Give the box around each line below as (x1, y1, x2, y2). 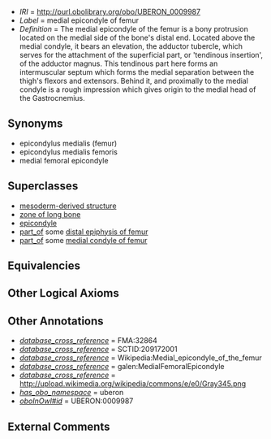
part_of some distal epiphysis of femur (19, 227, 148, 237)
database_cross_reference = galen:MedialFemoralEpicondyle (19, 362, 225, 372)
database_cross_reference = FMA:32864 (19, 336, 157, 346)
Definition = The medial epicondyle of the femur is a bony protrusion (19, 24, 248, 33)
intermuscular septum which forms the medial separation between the (19, 67, 255, 76)
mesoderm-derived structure (19, 201, 117, 211)
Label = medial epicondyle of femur (19, 15, 140, 25)
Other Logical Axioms (7, 286, 119, 300)
